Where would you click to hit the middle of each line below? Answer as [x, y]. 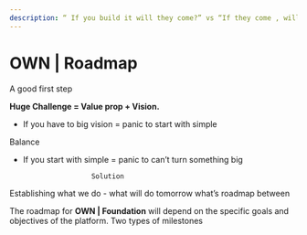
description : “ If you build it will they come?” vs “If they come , [145, 18]
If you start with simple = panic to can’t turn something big [133, 159]
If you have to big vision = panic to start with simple [120, 123]
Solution [108, 176]
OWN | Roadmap [74, 63]
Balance [25, 142]
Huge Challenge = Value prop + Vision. [85, 106]
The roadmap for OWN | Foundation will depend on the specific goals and [149, 210]
